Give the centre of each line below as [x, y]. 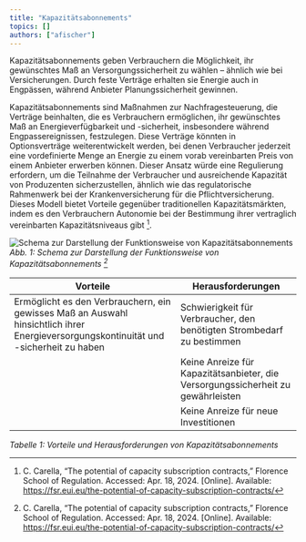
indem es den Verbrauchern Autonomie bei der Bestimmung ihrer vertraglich [153, 214]
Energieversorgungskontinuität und [89, 335]
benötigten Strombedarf [232, 330]
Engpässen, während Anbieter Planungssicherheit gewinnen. [124, 90]
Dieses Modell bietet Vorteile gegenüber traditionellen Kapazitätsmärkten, [148, 204]
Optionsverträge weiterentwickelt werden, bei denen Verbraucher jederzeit [150, 146]
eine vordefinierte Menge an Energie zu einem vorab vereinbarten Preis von [152, 156]
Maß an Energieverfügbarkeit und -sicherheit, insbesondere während [139, 127]
